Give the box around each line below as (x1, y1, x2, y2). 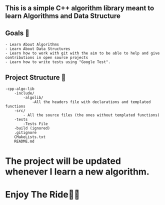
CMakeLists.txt (14, 134, 46, 139)
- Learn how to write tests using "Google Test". (5, 59, 111, 64)
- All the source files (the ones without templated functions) (23, 112, 160, 118)
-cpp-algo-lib (5, 86, 35, 91)
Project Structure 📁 (5, 73, 66, 81)
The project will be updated (5, 155, 121, 167)
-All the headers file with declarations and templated (31, 99, 151, 104)
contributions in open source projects (5, 55, 88, 60)
